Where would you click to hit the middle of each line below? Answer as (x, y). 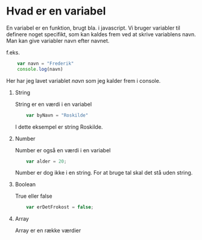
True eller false (33, 196)
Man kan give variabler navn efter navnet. (58, 41)
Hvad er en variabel (56, 11)
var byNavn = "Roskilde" (57, 115)
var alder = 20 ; (46, 161)
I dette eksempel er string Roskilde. (59, 127)
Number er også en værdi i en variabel (63, 150)
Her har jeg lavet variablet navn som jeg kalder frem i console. (84, 80)
